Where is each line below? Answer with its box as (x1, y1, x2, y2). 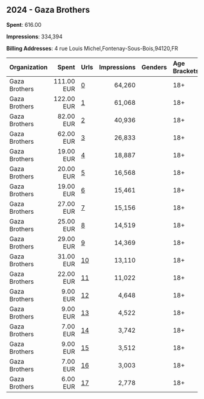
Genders (141, 63, 167, 71)
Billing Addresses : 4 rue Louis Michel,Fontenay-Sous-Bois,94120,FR (6, 44, 178, 52)
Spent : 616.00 (6, 21, 42, 28)
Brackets (172, 66, 199, 75)
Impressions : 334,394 (6, 33, 63, 40)
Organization (9, 63, 48, 71)
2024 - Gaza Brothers (6, 5, 90, 15)
